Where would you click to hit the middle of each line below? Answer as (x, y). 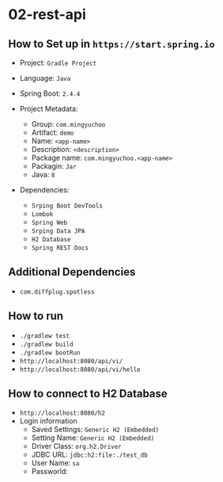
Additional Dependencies (72, 272)
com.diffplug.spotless (57, 292)
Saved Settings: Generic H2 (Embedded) (95, 430)
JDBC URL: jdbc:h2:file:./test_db (89, 455)
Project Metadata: (49, 109)
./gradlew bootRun (50, 353)
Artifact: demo (53, 133)
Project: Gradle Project (58, 63)
